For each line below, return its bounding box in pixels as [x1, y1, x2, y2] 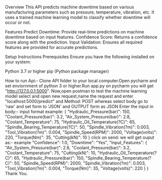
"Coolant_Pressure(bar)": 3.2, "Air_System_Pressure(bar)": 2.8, [5, 114, 131, 119]
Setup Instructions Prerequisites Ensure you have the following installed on [5, 54, 155, 60]
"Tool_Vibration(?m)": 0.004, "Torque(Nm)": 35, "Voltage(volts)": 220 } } [5, 165, 149, 171]
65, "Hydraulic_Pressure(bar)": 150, [14, 155, 85, 161]
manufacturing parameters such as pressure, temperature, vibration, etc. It [5, 9, 154, 15]
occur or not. [5, 19, 31, 25]
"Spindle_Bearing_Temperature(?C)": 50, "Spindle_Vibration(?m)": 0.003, [5, 124, 150, 130]
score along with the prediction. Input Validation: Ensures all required [5, 39, 143, 45]
